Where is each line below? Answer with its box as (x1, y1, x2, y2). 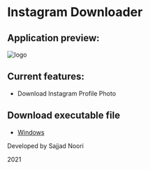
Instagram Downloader (7, 4, 143, 20)
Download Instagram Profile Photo (17, 89, 117, 98)
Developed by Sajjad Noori (7, 141, 84, 150)
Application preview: (7, 32, 100, 44)
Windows (17, 128, 45, 136)
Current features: (7, 71, 85, 82)
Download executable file (7, 110, 121, 122)
